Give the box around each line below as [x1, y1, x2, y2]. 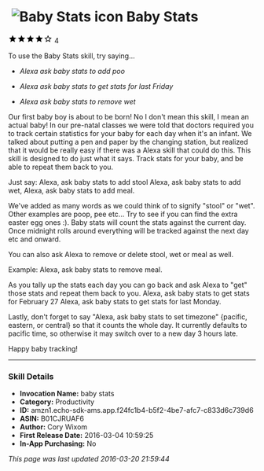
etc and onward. [8, 234, 61, 244]
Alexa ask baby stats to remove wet [19, 97, 136, 106]
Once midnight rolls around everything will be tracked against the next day [8, 226, 249, 235]
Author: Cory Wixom [19, 422, 88, 432]
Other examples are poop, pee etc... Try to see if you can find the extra [8, 209, 238, 219]
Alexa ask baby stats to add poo [19, 66, 126, 75]
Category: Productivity [19, 397, 95, 407]
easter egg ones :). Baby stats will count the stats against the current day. [8, 217, 247, 227]
